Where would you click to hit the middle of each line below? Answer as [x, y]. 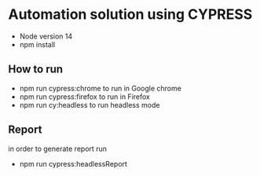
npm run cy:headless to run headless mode [90, 104]
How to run [36, 70]
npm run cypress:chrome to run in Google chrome [101, 88]
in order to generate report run [58, 148]
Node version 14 [46, 36]
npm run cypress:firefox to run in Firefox [85, 97]
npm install [37, 44]
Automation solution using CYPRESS [130, 15]
